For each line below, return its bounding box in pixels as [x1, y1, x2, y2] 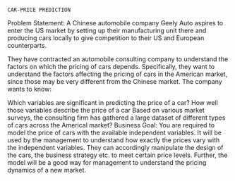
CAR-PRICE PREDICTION [7, 6, 71, 13]
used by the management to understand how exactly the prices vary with [7, 136, 220, 144]
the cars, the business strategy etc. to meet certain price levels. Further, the [7, 151, 228, 159]
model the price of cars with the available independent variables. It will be [7, 128, 222, 137]
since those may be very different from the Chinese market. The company [7, 77, 222, 85]
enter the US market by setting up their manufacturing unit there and [7, 26, 207, 35]
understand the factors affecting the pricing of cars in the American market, [7, 70, 228, 78]
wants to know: [7, 85, 52, 93]
